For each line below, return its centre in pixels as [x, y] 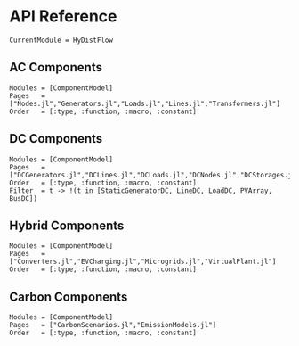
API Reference [63, 16]
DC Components [56, 139]
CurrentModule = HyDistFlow [61, 40]
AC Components [56, 67]
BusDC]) [24, 198]
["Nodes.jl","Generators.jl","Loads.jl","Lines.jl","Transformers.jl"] [145, 103]
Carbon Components [69, 297]
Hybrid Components [67, 225]
